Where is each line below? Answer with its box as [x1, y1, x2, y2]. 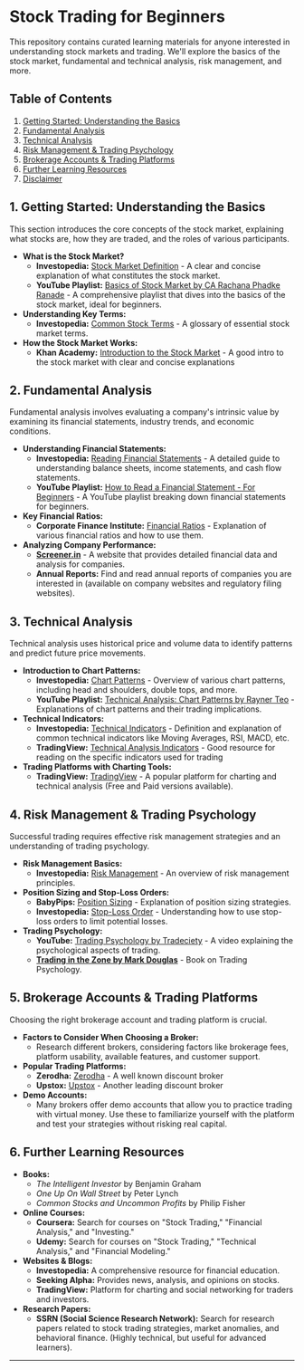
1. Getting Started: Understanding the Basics [9, 199, 266, 215]
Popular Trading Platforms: [22, 1060, 127, 1071]
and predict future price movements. [9, 647, 147, 658]
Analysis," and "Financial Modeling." [35, 1245, 171, 1256]
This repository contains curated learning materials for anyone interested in [9, 36, 290, 47]
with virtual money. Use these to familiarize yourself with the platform [35, 1108, 295, 1119]
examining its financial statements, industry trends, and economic [9, 417, 255, 427]
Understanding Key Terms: [22, 308, 127, 319]
